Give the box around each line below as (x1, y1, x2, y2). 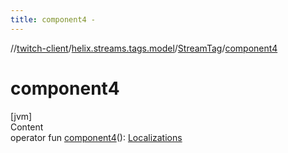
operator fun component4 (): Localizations (10, 131, 183, 143)
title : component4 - (10, 14, 97, 25)
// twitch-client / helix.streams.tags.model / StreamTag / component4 (10, 42, 278, 54)
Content (10, 121, 44, 133)
